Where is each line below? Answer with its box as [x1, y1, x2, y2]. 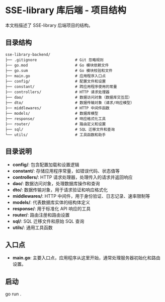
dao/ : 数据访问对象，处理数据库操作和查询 [12, 180, 100, 186]
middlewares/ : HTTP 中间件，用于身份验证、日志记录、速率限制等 [12, 193, 150, 199]
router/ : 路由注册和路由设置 [12, 212, 70, 218]
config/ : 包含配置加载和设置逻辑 [12, 162, 79, 168]
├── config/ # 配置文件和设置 [5, 79, 106, 84]
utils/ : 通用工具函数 [12, 224, 53, 231]
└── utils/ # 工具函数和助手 [5, 132, 106, 137]
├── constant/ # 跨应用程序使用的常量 [5, 84, 117, 89]
